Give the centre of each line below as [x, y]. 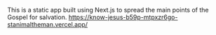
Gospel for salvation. [37, 17]
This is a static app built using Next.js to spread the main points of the [108, 10]
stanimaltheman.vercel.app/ [48, 24]
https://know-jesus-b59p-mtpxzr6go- [123, 17]
